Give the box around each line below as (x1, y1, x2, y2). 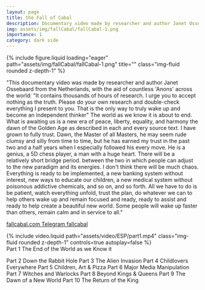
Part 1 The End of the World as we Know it (6, 245, 112, 252)
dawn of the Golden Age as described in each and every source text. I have (6, 125, 196, 131)
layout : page (6, 9, 40, 15)
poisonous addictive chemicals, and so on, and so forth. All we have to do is (6, 183, 197, 190)
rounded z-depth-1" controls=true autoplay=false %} (18, 239, 152, 246)
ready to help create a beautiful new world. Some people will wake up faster (6, 202, 198, 209)
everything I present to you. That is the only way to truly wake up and (6, 105, 181, 112)
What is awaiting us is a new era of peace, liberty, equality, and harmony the (6, 118, 198, 125)
